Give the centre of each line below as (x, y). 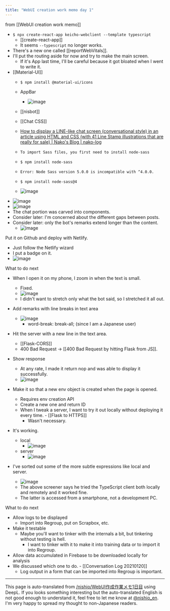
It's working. (26, 430)
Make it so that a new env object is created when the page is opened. (85, 389)
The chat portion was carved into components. (61, 212)
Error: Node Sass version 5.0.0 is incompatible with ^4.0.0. (87, 172)
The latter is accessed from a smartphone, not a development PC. (89, 498)
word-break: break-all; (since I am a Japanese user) (82, 324)
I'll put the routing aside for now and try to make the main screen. (81, 56)
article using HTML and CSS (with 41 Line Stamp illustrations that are (92, 136)
